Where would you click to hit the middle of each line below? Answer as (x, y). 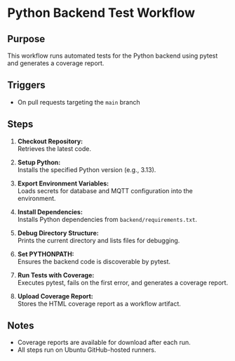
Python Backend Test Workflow (101, 13)
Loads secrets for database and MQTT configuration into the (105, 190)
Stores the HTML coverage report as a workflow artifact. (99, 303)
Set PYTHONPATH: (46, 254)
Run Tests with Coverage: (56, 275)
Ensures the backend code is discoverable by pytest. (94, 261)
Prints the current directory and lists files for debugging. (99, 240)
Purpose (26, 39)
